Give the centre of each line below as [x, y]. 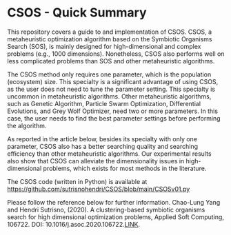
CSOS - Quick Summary [77, 13]
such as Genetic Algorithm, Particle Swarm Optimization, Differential [104, 103]
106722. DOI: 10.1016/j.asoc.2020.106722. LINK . [73, 224]
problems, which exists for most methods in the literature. [125, 168]
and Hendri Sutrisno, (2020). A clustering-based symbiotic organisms [106, 210]
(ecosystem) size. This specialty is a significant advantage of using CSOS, [113, 81]
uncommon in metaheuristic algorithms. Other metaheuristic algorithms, [109, 96]
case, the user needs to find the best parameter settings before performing [114, 118]
